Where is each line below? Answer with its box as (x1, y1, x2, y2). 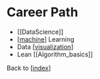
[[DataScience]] (16, 28, 64, 36)
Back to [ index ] (6, 63, 51, 72)
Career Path (6, 4, 79, 20)
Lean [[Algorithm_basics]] (16, 50, 94, 59)
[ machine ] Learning (16, 35, 75, 43)
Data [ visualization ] (16, 42, 74, 51)
